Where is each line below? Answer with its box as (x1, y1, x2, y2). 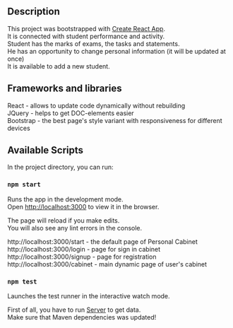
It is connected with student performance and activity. (7, 32, 165, 40)
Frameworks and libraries (7, 83, 122, 95)
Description (7, 6, 60, 18)
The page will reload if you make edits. (7, 216, 120, 225)
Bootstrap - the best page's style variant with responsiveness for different (7, 116, 222, 124)
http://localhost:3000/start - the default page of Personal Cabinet (7, 237, 198, 246)
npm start (7, 180, 41, 189)
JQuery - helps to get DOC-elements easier (7, 109, 134, 117)
